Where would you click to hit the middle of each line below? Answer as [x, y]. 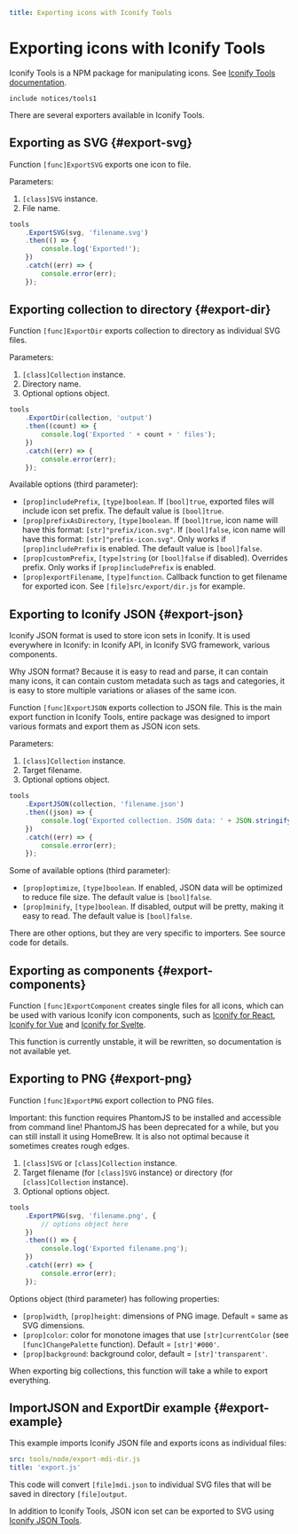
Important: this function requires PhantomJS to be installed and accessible [145, 1117]
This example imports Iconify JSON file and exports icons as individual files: [148, 1443]
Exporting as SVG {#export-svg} [101, 143]
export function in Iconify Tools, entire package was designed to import [140, 717]
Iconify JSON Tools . [46, 1521]
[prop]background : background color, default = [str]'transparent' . [145, 1353]
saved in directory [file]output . [68, 1494]
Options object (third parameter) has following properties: [114, 1298]
